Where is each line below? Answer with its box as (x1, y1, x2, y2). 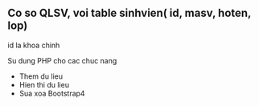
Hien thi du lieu (18, 79, 70, 89)
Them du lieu (18, 71, 64, 81)
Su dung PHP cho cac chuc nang (7, 55, 117, 65)
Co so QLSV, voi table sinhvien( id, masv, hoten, (7, 6, 251, 20)
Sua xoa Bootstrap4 (18, 88, 85, 98)
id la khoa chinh (7, 40, 60, 50)
